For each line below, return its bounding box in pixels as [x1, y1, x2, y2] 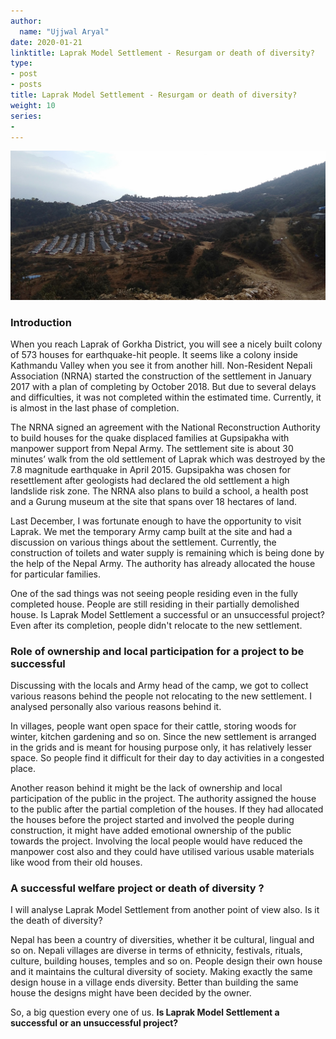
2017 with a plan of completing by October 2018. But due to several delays [10, 380, 317, 392]
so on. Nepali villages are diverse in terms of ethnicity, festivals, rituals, [10, 945, 303, 957]
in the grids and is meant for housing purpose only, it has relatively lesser [10, 741, 313, 754]
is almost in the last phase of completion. [10, 401, 180, 414]
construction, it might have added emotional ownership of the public [10, 825, 292, 837]
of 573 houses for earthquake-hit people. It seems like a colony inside [10, 348, 298, 360]
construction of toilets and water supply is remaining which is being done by [10, 546, 325, 559]
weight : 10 [10, 100, 56, 110]
